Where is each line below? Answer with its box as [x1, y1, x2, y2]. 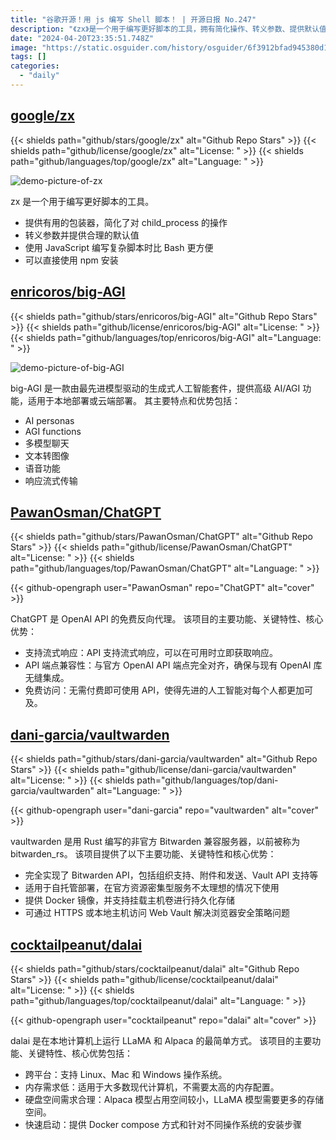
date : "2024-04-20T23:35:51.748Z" [10, 33, 155, 43]
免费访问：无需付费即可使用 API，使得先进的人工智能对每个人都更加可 [24, 684, 314, 696]
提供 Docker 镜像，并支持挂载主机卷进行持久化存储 [24, 894, 235, 906]
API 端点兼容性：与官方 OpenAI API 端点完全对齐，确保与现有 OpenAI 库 [24, 659, 323, 671]
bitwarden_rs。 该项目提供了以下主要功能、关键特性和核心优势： [10, 848, 277, 860]
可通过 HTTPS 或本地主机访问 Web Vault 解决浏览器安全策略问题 [24, 907, 290, 919]
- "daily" [19, 71, 60, 81]
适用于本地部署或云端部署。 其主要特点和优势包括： [27, 394, 241, 406]
